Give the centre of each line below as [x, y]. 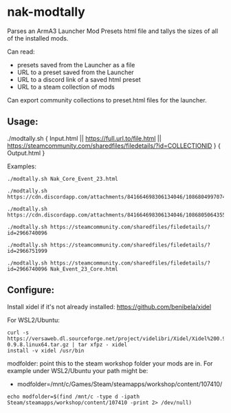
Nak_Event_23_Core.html [84, 269]
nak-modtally [46, 12]
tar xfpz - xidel [103, 344]
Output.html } [26, 153]
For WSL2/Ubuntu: [34, 320]
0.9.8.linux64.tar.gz [38, 344]
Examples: [22, 166]
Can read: [21, 52]
